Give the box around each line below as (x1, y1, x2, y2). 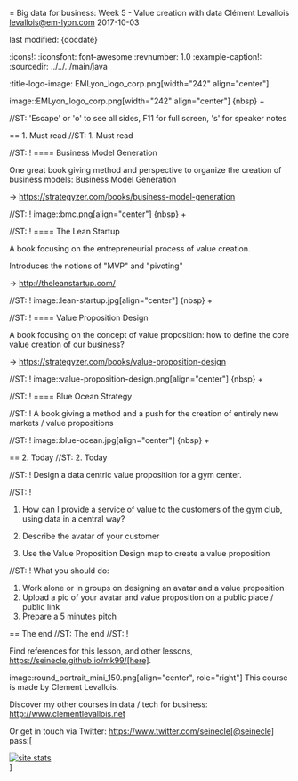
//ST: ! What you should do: (9, 565, 109, 576)
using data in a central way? (21, 514, 125, 524)
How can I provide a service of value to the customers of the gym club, (21, 504, 283, 514)
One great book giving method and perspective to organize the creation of (9, 165, 282, 175)
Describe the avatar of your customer (21, 530, 160, 541)
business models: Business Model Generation (9, 174, 177, 185)
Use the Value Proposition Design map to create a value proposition (21, 548, 270, 558)
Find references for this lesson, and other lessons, (9, 645, 194, 656)
